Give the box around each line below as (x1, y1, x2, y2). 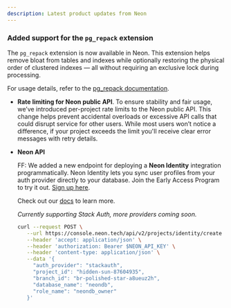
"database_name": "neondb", (33, 281, 114, 288)
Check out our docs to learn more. (17, 197, 115, 205)
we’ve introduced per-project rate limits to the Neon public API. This (17, 105, 212, 113)
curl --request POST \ (17, 223, 83, 230)
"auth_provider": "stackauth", (33, 262, 123, 269)
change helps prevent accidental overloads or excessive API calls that (17, 112, 217, 120)
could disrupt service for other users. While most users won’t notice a (17, 119, 216, 128)
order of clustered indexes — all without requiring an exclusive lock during (7, 63, 219, 71)
